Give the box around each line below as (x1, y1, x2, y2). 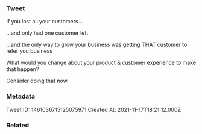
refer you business (6, 47, 53, 55)
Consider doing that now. (6, 77, 69, 85)
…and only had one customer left (6, 29, 89, 37)
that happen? (6, 65, 39, 73)
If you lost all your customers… (6, 18, 83, 25)
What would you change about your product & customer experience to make (6, 59, 197, 67)
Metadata (6, 92, 35, 100)
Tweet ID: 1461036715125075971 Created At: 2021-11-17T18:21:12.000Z (6, 106, 181, 113)
